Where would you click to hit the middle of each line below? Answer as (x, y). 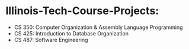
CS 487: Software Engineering (51, 40)
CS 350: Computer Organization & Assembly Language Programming (98, 27)
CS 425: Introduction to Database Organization (71, 33)
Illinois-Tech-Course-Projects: (82, 11)
